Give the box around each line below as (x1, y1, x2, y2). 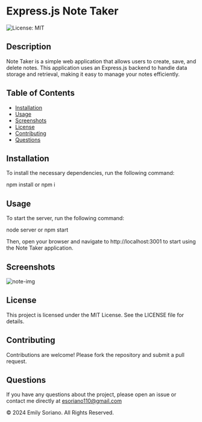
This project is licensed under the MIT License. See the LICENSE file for (6, 311, 185, 318)
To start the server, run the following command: (6, 215, 125, 222)
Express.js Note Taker (6, 4, 119, 18)
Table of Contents (6, 88, 75, 98)
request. (6, 357, 27, 365)
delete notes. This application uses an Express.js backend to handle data (6, 64, 188, 71)
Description (6, 42, 51, 52)
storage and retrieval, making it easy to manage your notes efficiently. (6, 71, 180, 78)
